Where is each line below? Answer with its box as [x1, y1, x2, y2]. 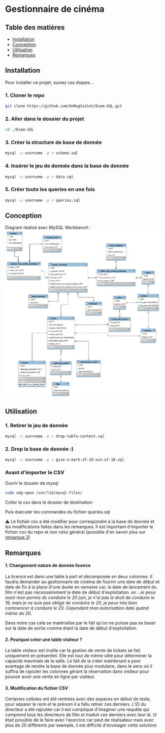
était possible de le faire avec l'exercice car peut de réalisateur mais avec [5, 717, 154, 723]
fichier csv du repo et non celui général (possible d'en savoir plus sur [5, 529, 146, 535]
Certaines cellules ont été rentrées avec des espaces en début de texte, [5, 696, 151, 702]
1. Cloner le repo [5, 92, 45, 98]
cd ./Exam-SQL [5, 127, 34, 132]
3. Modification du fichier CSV [5, 685, 68, 691]
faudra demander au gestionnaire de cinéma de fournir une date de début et [5, 579, 160, 585]
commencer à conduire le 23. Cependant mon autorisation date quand [5, 605, 149, 611]
